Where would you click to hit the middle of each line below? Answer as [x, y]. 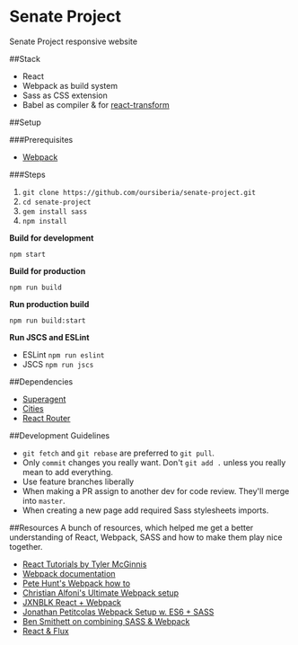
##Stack [25, 58]
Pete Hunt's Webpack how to [76, 583]
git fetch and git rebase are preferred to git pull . [118, 453]
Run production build [49, 304]
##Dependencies [41, 381]
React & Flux [45, 631]
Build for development [52, 238]
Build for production [48, 270]
